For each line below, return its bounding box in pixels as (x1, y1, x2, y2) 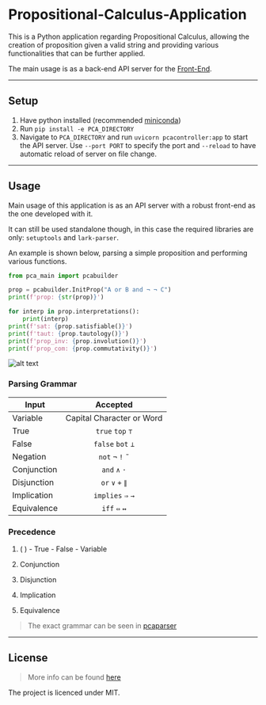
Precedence (8, 526, 56, 537)
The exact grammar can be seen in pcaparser (27, 621, 177, 631)
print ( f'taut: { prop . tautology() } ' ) (8, 330, 129, 337)
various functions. (8, 256, 67, 266)
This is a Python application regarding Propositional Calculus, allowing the (8, 32, 250, 41)
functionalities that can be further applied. (8, 48, 146, 58)
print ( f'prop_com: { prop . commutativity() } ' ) (8, 345, 158, 352)
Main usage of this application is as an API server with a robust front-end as (8, 200, 256, 210)
